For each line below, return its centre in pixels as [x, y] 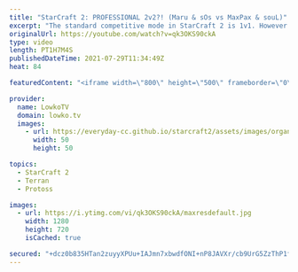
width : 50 [51, 140]
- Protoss [35, 189]
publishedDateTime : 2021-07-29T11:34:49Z [87, 58]
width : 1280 [47, 221]
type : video [31, 42]
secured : [25, 253]
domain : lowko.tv [49, 115]
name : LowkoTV [43, 107]
